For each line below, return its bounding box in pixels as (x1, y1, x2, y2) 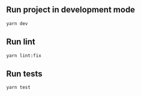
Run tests (6, 69, 43, 79)
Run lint (6, 37, 36, 47)
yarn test (6, 85, 31, 91)
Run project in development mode (6, 5, 136, 15)
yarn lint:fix (6, 52, 42, 58)
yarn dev (6, 20, 28, 26)
